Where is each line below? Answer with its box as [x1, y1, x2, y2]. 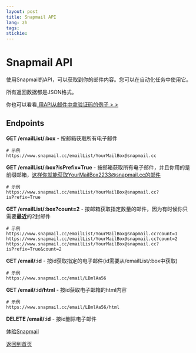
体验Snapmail [6, 328, 39, 335]
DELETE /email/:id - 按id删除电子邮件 [6, 315, 97, 322]
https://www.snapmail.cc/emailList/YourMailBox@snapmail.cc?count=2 [6, 236, 178, 242]
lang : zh [6, 19, 28, 25]
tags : [6, 25, 19, 31]
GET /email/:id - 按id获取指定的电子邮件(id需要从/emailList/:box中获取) [6, 257, 178, 264]
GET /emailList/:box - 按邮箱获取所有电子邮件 [6, 135, 118, 142]
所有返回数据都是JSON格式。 [6, 89, 78, 96]
